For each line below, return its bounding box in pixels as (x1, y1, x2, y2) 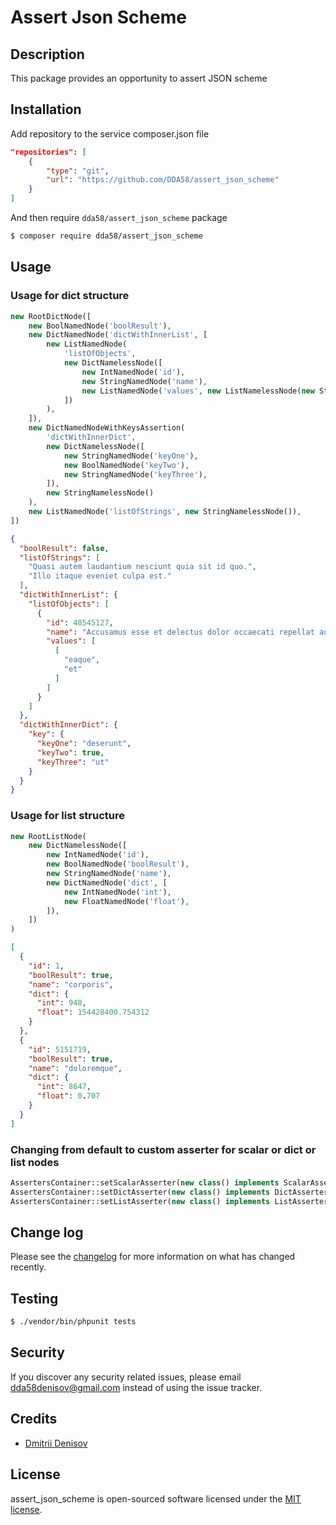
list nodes (10, 1155, 60, 1169)
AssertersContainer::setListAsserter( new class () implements (10, 1196, 271, 1206)
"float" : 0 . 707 (36, 1091, 101, 1101)
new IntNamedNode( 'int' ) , (63, 887, 172, 897)
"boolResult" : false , (19, 543, 110, 553)
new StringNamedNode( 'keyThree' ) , (63, 469, 208, 480)
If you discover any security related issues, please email (10, 1371, 242, 1383)
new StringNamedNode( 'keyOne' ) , (63, 451, 199, 461)
